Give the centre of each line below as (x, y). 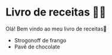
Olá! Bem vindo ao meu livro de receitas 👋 (56, 29)
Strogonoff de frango (40, 40)
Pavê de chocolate (37, 47)
